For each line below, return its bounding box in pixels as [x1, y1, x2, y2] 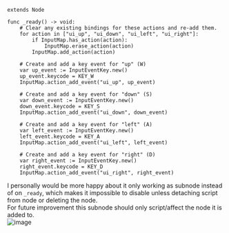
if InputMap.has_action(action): [32, 37, 128, 43]
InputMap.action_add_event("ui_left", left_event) [19, 139, 168, 146]
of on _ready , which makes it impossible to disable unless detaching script [7, 189, 219, 196]
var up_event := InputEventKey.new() [19, 67, 128, 74]
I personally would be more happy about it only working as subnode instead [7, 181, 223, 190]
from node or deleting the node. [7, 196, 98, 204]
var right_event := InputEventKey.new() [19, 157, 137, 164]
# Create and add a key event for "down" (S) [19, 91, 153, 98]
